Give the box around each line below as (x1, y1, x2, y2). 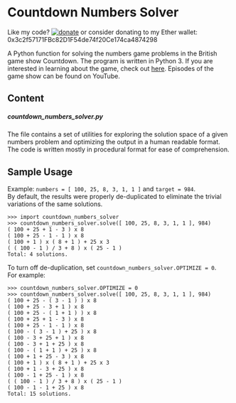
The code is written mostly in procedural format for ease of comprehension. (7, 145, 230, 154)
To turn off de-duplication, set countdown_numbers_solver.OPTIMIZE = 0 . (7, 264, 217, 272)
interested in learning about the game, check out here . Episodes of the (7, 64, 215, 72)
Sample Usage (7, 166, 73, 178)
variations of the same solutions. (7, 200, 103, 208)
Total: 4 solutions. (7, 251, 69, 258)
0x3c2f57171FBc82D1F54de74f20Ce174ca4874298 (7, 35, 158, 43)
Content (7, 92, 45, 104)
